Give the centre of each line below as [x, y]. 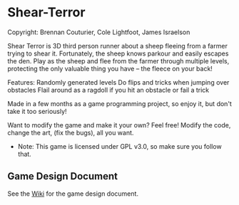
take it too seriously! [37, 111]
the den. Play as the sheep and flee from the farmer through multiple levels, [118, 61]
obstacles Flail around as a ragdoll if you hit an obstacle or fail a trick [108, 90]
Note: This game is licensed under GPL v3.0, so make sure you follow [120, 146]
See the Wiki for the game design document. [73, 194]
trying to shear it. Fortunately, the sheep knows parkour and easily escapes [118, 53]
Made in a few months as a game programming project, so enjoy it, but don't [119, 103]
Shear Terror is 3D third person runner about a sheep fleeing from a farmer [118, 46]
